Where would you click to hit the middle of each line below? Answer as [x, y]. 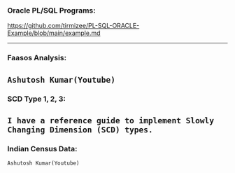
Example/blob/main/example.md [54, 33]
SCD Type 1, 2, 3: [37, 99]
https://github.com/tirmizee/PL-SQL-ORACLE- [73, 26]
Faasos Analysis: [37, 58]
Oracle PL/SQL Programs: [51, 11]
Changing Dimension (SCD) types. [80, 130]
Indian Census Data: [42, 148]
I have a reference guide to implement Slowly [111, 120]
